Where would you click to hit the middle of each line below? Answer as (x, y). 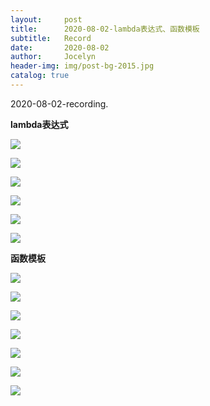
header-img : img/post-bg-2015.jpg (82, 66)
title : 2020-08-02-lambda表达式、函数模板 (105, 29)
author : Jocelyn (53, 57)
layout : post (46, 19)
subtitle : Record (51, 38)
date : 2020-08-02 (60, 47)
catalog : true (40, 76)
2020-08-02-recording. (59, 103)
